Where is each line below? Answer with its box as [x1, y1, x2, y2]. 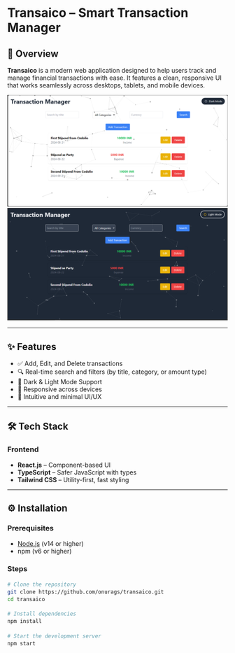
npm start [7, 640, 36, 647]
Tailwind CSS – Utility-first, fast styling [17, 475, 129, 484]
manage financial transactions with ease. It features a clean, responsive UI [7, 73, 222, 82]
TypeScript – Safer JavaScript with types [17, 468, 137, 477]
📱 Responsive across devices [17, 385, 103, 393]
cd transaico [7, 596, 45, 603]
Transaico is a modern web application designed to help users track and [7, 66, 217, 74]
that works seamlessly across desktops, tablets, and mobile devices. [7, 81, 205, 89]
